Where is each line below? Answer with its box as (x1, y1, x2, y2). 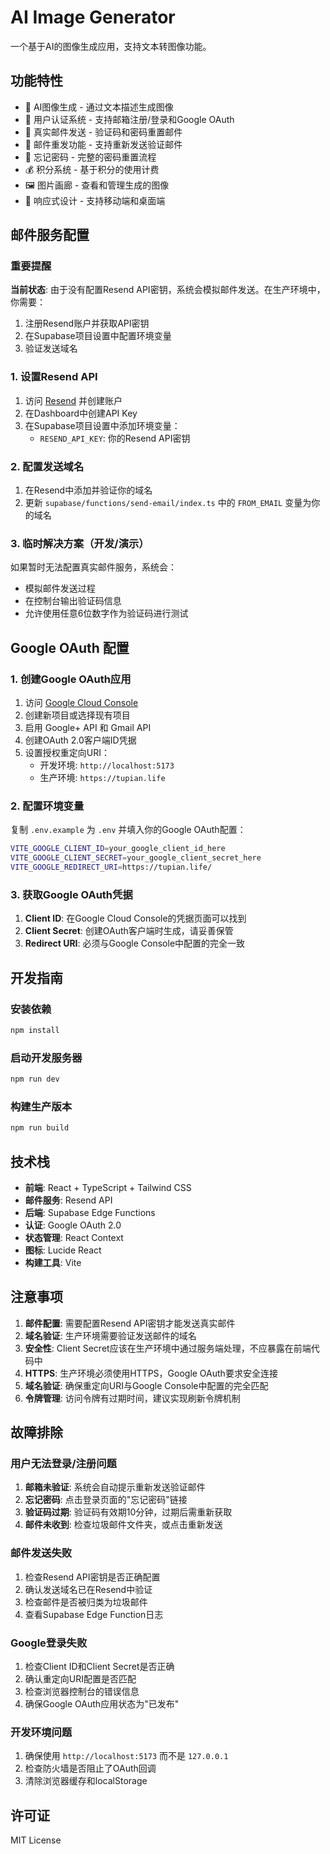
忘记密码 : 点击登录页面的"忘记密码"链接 (24, 1494, 188, 1506)
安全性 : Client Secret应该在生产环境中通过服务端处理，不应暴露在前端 (24, 1342, 312, 1354)
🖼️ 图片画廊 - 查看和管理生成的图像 (24, 179, 170, 191)
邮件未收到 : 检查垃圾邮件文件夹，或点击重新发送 (24, 1519, 223, 1531)
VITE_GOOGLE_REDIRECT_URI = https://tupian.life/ (10, 862, 213, 873)
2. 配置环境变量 (10, 799, 85, 813)
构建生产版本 (10, 1099, 73, 1113)
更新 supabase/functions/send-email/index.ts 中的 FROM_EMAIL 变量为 (24, 497, 312, 509)
